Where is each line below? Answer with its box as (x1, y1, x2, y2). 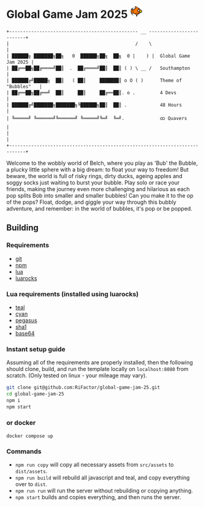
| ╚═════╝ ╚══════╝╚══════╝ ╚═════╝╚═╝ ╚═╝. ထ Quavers (6, 115, 187, 121)
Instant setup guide (6, 345, 66, 353)
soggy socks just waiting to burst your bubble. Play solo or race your (6, 179, 180, 186)
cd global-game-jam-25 (6, 391, 64, 397)
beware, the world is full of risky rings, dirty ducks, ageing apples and (6, 172, 183, 179)
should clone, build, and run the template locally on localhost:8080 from (6, 366, 189, 373)
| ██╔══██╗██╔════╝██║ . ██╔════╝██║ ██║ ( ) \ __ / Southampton (6, 65, 191, 71)
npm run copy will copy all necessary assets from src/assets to (15, 461, 174, 468)
